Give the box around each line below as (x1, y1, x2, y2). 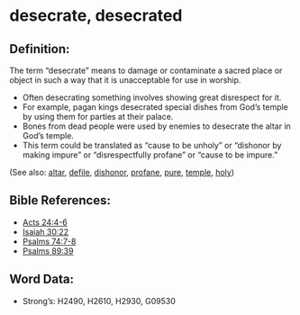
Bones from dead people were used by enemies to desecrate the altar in (22, 121, 291, 131)
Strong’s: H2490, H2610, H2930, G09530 (22, 295, 176, 306)
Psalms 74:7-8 (22, 236, 77, 247)
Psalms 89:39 (22, 245, 74, 256)
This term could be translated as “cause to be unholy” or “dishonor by (22, 140, 282, 150)
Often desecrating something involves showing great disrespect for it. (22, 92, 282, 103)
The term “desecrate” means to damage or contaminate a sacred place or (9, 65, 283, 76)
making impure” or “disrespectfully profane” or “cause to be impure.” (22, 149, 278, 160)
